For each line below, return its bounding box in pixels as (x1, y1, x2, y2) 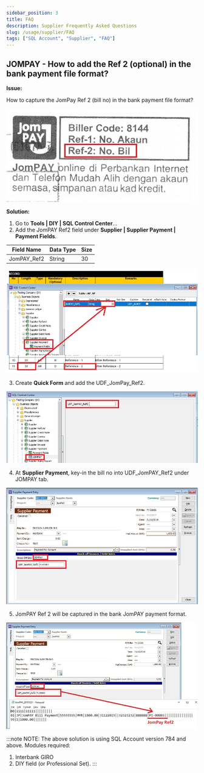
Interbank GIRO (15, 753, 54, 761)
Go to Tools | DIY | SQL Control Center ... (15, 219, 118, 227)
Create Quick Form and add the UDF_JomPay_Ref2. (15, 379, 145, 387)
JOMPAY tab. (15, 475, 49, 482)
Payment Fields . (15, 232, 57, 240)
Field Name (12, 246, 41, 253)
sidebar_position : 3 (6, 10, 59, 16)
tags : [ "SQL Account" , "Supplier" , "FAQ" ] (6, 35, 115, 42)
